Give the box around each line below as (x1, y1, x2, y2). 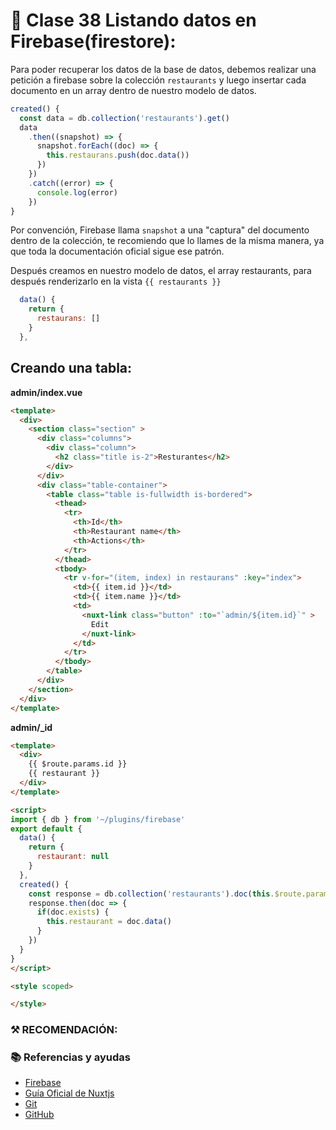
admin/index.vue (10, 386, 83, 398)
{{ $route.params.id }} (28, 759, 128, 769)
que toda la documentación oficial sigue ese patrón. (10, 245, 225, 258)
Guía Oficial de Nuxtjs (24, 1087, 115, 1099)
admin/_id (10, 721, 53, 733)
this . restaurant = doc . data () (46, 917, 172, 927)
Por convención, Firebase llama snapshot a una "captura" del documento (10, 224, 310, 236)
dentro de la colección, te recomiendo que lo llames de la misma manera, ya (10, 235, 325, 247)
